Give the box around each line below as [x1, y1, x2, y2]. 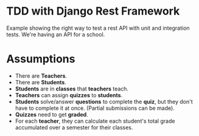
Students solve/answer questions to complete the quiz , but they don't [15, 98, 193, 105]
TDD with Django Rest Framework [6, 4, 180, 18]
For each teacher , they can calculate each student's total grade [15, 117, 175, 124]
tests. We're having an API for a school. [6, 30, 105, 38]
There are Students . [15, 78, 67, 86]
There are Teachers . [15, 72, 68, 80]
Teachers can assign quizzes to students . [15, 91, 123, 98]
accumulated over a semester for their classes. [15, 123, 133, 131]
